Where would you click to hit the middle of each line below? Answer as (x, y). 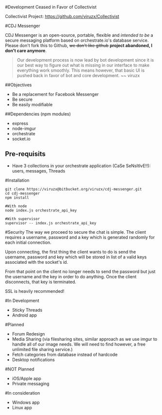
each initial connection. (28, 242)
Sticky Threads (27, 310)
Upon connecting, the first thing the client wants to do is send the (71, 252)
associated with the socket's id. (37, 262)
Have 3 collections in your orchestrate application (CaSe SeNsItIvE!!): (81, 166)
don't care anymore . (26, 51)
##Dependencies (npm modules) (38, 114)
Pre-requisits (25, 154)
